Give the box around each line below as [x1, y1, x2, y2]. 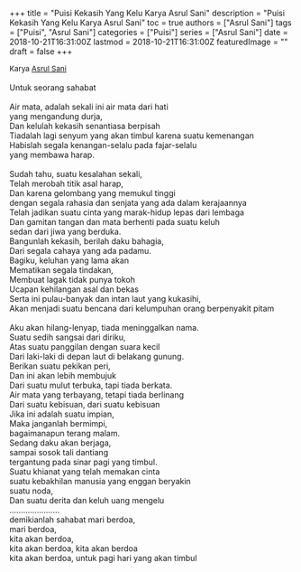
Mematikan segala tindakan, [9, 265, 114, 275]
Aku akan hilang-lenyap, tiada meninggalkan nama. [9, 323, 200, 333]
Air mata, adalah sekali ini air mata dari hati [9, 101, 169, 112]
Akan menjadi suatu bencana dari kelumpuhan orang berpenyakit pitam [9, 303, 275, 314]
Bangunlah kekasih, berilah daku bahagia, [9, 236, 164, 247]
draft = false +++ [9, 46, 73, 57]
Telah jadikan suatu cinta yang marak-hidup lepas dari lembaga [9, 207, 245, 218]
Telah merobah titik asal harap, [9, 178, 124, 189]
